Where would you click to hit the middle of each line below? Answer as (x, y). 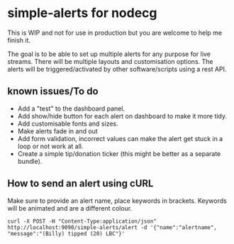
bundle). (30, 161)
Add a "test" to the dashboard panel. (71, 109)
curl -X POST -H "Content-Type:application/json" (82, 221)
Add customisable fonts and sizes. (68, 123)
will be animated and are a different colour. (70, 208)
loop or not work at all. (50, 146)
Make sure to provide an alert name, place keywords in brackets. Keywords (117, 201)
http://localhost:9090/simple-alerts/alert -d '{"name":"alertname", (112, 227)
